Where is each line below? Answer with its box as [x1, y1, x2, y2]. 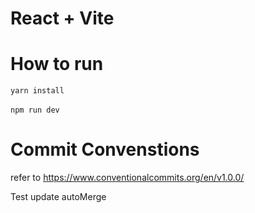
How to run [10, 53, 104, 76]
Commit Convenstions [10, 138, 200, 161]
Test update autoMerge [10, 191, 107, 203]
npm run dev [10, 105, 60, 116]
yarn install [10, 86, 65, 96]
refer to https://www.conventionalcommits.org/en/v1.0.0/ [10, 172, 245, 184]
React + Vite [10, 7, 115, 30]
